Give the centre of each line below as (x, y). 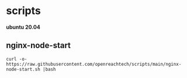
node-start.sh (23, 69)
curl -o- (17, 59)
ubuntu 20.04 (23, 27)
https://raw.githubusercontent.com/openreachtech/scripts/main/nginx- (94, 64)
